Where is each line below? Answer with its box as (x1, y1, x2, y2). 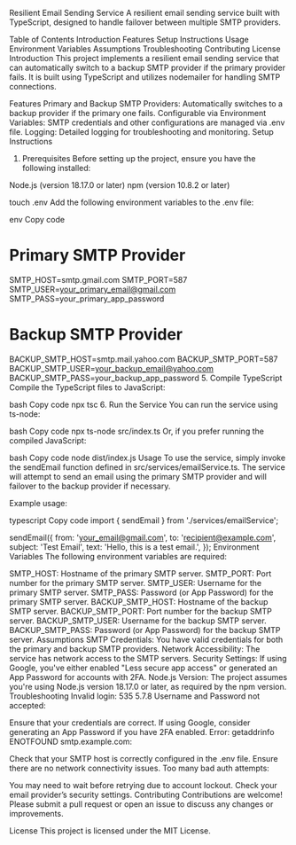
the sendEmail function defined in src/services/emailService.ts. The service (9, 461, 285, 473)
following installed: (21, 163, 91, 173)
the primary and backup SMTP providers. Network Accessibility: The (9, 643, 261, 654)
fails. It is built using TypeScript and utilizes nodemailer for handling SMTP (9, 72, 281, 82)
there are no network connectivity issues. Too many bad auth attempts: (9, 763, 270, 773)
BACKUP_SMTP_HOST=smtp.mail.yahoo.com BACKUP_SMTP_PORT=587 (9, 354, 278, 364)
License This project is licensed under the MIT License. (9, 825, 211, 836)
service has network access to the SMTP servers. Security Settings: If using (9, 653, 287, 663)
